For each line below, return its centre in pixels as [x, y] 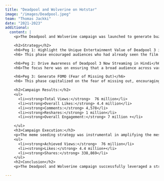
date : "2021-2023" [24, 23]
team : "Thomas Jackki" [28, 18]
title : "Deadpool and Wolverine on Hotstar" [51, 9]
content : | [20, 32]
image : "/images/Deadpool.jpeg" [38, 14]
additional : [17, 28]
